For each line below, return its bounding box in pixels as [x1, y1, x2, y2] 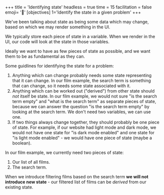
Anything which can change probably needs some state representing [12, 73, 152, 78]
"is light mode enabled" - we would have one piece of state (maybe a [12, 135, 152, 141]
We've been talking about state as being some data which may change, [5, 19, 149, 24]
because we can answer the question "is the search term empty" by [12, 104, 150, 109]
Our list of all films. [12, 159, 50, 165]
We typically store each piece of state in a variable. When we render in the [5, 34, 156, 39]
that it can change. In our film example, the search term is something [12, 78, 151, 83]
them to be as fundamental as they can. [5, 53, 85, 59]
